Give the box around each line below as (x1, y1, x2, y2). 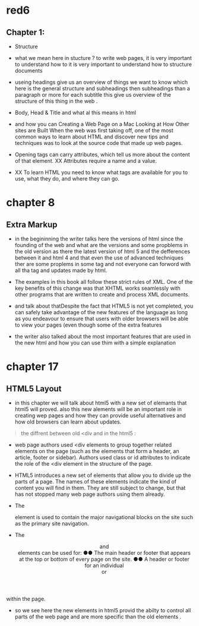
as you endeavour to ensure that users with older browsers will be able (14, 315, 189, 322)
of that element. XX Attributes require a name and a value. (14, 157, 157, 164)
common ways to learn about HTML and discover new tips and (14, 133, 169, 140)
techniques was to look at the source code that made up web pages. (14, 140, 183, 146)
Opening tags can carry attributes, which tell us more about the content (14, 151, 190, 158)
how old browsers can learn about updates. (14, 418, 122, 425)
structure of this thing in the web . (14, 97, 98, 105)
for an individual (84, 562, 124, 569)
